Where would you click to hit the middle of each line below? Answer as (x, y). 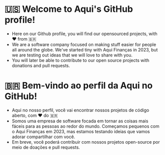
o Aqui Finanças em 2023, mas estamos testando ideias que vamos (81, 131)
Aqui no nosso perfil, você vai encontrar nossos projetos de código (81, 110)
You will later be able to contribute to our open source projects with (81, 60)
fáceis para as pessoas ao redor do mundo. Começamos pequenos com (85, 126)
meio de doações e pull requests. (46, 147)
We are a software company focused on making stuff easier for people (84, 44)
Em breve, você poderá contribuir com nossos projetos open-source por (86, 142)
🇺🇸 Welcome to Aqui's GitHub (69, 9)
